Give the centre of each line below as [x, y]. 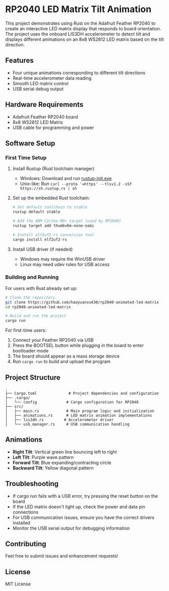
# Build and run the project [36, 316]
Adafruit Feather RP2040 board [45, 116]
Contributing [26, 544]
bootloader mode [31, 351]
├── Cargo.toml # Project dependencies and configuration [82, 393]
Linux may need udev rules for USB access [65, 264]
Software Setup [30, 143]
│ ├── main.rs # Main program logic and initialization [80, 411]
